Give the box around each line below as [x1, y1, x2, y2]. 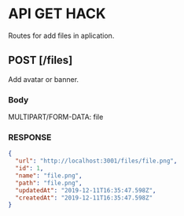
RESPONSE [8, 132, 52, 143]
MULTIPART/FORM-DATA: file [8, 112, 104, 122]
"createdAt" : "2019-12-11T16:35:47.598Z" [15, 194, 153, 202]
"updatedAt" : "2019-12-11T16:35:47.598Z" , [15, 186, 156, 194]
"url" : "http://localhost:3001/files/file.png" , [15, 157, 178, 166]
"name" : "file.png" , [15, 171, 83, 180]
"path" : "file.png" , [15, 179, 83, 187]
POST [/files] [8, 54, 73, 67]
